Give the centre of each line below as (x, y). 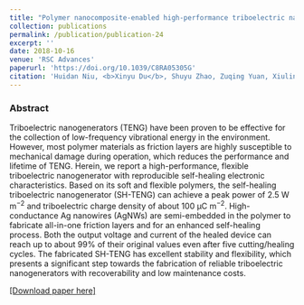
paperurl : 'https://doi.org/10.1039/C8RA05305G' (103, 69)
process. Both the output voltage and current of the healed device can (141, 235)
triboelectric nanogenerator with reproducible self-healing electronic (137, 176)
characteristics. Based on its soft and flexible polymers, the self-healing (143, 185)
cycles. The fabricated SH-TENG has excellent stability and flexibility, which (151, 254)
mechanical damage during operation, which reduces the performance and (149, 157)
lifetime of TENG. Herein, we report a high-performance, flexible (129, 166)
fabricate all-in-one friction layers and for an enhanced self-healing (135, 225)
